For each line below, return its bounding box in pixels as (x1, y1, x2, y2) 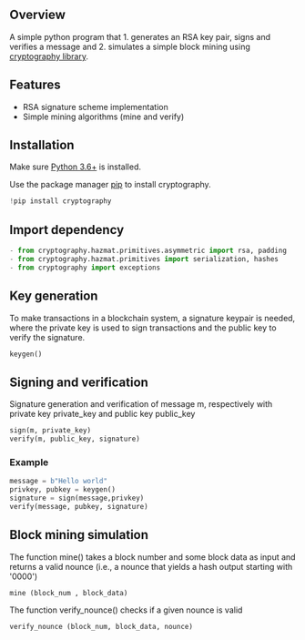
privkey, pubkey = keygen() (9, 485, 117, 494)
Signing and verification (9, 374, 148, 390)
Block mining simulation (9, 527, 148, 543)
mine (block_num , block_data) (9, 588, 128, 597)
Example (9, 455, 49, 468)
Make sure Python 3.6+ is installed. (9, 161, 141, 172)
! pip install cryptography (9, 197, 112, 206)
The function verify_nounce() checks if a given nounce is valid (9, 604, 243, 615)
